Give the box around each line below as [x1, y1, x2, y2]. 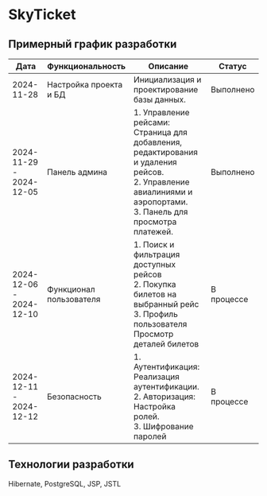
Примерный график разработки [8, 37, 177, 51]
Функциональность [47, 61, 126, 72]
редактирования [133, 147, 199, 157]
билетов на [133, 289, 177, 300]
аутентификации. [133, 382, 200, 392]
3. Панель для [133, 207, 188, 217]
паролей [133, 431, 167, 442]
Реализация [133, 371, 180, 382]
